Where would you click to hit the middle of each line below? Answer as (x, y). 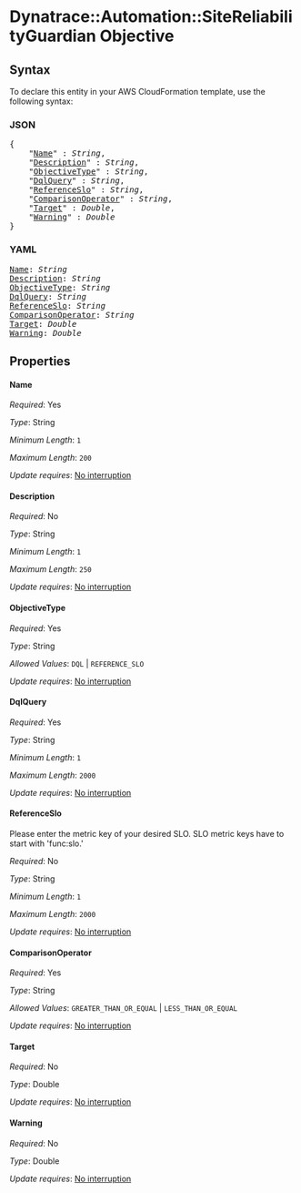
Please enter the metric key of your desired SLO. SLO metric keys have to (147, 834)
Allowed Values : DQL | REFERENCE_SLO (77, 663)
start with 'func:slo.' (46, 843)
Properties (40, 361)
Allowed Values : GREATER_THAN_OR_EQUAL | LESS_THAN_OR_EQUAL (124, 1008)
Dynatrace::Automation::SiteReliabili (151, 17)
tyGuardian (53, 36)
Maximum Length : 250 (51, 569)
